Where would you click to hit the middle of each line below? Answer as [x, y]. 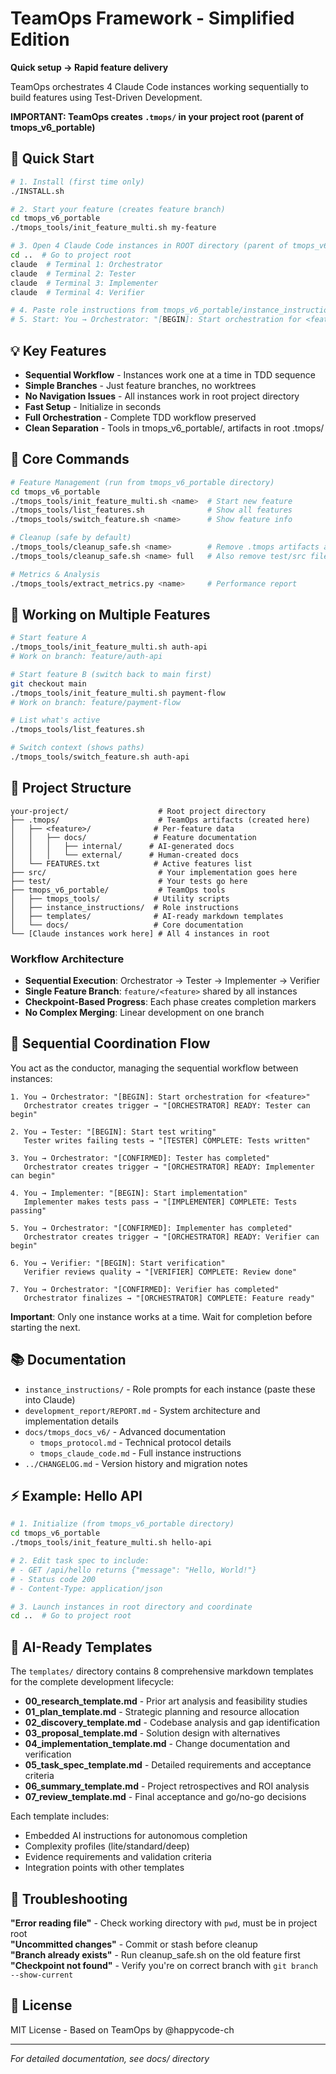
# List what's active [55, 720]
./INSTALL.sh [37, 191]
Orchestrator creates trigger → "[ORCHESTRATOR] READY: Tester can [167, 1105]
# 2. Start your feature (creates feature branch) [118, 209]
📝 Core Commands [70, 459]
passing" [28, 1210]
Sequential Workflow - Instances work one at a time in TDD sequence [170, 374]
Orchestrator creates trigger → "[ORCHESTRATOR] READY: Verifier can [171, 1237]
